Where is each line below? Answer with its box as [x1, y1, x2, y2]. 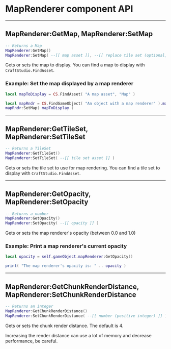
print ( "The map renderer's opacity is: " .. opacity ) [5, 263, 126, 268]
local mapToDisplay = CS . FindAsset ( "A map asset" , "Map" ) [5, 91, 136, 97]
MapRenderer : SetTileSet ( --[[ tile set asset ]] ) [5, 155, 115, 161]
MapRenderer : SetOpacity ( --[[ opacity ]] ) [5, 220, 99, 226]
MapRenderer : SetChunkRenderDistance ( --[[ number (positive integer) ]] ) [5, 313, 167, 318]
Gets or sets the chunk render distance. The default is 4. [5, 322, 124, 329]
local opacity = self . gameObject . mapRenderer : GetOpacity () [5, 254, 133, 259]
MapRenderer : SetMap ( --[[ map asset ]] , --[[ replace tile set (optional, [5, 53, 167, 58]
